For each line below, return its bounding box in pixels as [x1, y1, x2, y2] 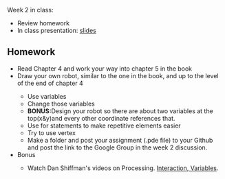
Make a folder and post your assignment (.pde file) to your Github [27, 136, 213, 144]
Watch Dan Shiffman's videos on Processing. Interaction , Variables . [27, 164, 219, 172]
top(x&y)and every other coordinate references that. [27, 114, 175, 122]
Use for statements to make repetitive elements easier [27, 121, 181, 130]
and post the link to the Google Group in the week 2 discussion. [27, 143, 208, 152]
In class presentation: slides [17, 27, 96, 34]
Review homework [17, 19, 70, 27]
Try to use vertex [27, 128, 76, 136]
